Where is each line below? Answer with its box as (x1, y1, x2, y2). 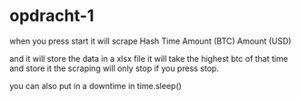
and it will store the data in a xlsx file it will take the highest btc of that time (9, 53, 288, 64)
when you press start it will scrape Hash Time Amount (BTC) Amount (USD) (9, 35, 292, 46)
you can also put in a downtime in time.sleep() (9, 80, 182, 91)
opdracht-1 (9, 5, 95, 26)
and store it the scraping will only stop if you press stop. (9, 63, 220, 74)
